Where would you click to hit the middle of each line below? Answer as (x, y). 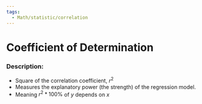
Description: (25, 66)
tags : (13, 12)
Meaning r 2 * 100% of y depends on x (62, 94)
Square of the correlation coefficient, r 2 (64, 80)
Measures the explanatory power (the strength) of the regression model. (105, 87)
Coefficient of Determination (80, 47)
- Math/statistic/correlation (50, 18)
